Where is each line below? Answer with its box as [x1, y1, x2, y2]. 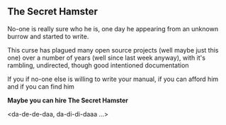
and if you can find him [7, 82, 74, 91]
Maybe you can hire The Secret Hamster [7, 96, 129, 104]
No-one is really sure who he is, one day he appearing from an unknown [7, 24, 218, 33]
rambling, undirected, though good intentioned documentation [7, 60, 189, 70]
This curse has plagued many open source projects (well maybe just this [7, 45, 219, 54]
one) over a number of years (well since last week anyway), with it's [7, 53, 205, 62]
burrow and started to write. [7, 32, 89, 40]
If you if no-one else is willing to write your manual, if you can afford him [7, 75, 219, 83]
